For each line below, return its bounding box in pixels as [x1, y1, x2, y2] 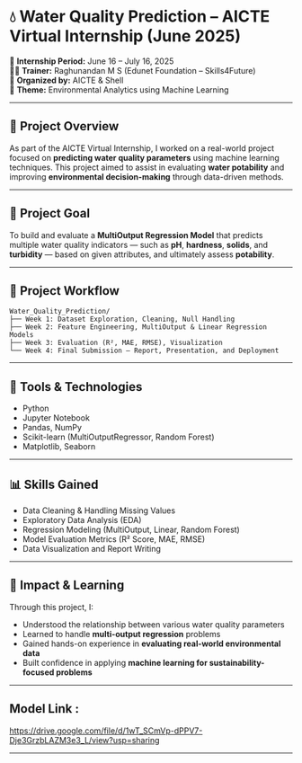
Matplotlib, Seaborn [22, 441, 96, 452]
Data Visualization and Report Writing [22, 544, 162, 554]
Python [22, 403, 49, 414]
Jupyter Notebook [22, 413, 90, 423]
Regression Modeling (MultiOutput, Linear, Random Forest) [22, 524, 240, 535]
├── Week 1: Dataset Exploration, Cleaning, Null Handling [9, 315, 235, 324]
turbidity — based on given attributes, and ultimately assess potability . [9, 249, 275, 260]
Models [9, 331, 34, 340]
